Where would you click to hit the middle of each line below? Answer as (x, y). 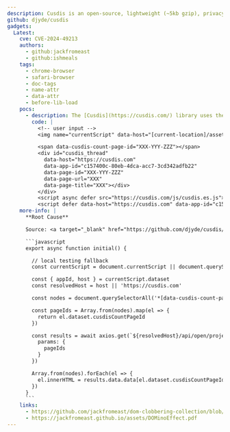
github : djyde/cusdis (38, 20)
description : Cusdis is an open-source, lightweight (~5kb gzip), (104, 13)
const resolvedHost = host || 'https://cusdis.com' (107, 286)
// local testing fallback (70, 261)
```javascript (46, 242)
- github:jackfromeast (57, 52)
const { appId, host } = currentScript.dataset (101, 279)
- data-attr (42, 97)
